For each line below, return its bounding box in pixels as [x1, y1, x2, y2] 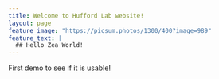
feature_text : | [8, 34, 62, 42]
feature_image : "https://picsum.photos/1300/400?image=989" [8, 26, 213, 34]
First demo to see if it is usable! [8, 63, 111, 73]
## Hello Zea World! [15, 41, 84, 49]
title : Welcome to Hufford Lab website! [8, 11, 145, 20]
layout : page [8, 19, 52, 27]
